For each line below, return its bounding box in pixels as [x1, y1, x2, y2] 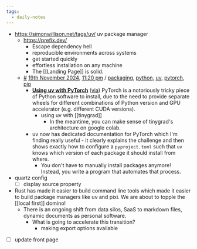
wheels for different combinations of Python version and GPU [32, 99, 181, 106]
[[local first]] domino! [14, 200, 66, 207]
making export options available [40, 224, 118, 231]
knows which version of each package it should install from [32, 149, 176, 156]
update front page [14, 236, 59, 243]
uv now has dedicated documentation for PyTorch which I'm [32, 130, 178, 137]
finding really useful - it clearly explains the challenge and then [32, 137, 185, 144]
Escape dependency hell [32, 42, 92, 50]
